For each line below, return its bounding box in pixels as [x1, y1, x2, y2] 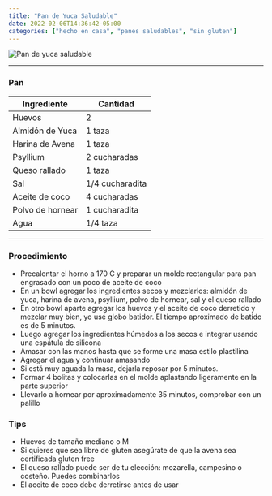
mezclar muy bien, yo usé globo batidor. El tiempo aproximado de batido [19, 312, 262, 321]
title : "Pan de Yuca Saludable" [8, 11, 117, 20]
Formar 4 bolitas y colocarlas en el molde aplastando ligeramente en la [19, 372, 257, 382]
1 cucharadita [85, 204, 139, 215]
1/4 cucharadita [85, 178, 147, 189]
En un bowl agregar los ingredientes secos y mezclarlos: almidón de [19, 286, 249, 295]
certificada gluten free [19, 454, 95, 464]
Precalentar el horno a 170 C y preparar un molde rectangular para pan [19, 269, 257, 278]
